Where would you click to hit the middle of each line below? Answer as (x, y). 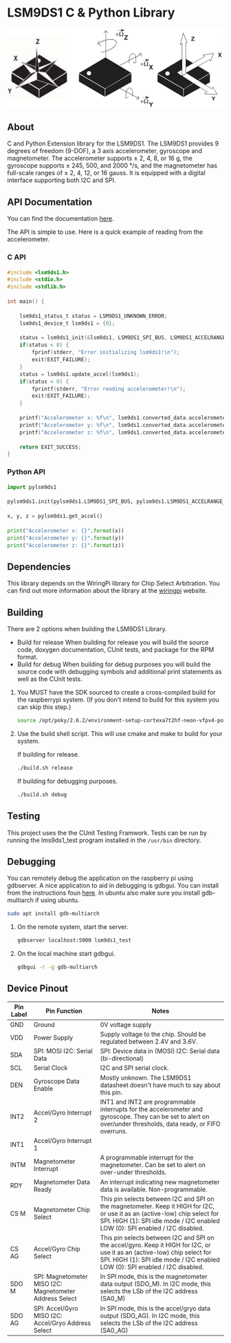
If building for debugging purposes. (67, 781)
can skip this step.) (44, 707)
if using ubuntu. (57, 900)
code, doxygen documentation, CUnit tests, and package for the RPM (115, 650)
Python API (26, 472)
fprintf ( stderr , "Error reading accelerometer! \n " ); (109, 389)
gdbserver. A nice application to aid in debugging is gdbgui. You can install (113, 886)
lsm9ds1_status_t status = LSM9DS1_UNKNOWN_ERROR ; (93, 316)
